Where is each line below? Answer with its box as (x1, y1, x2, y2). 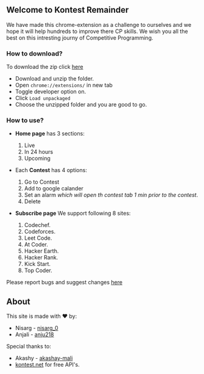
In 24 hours (24, 148, 54, 156)
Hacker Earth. (24, 247, 59, 255)
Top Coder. (24, 267, 53, 274)
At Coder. (24, 241, 49, 248)
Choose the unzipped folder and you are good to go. (15, 101, 147, 109)
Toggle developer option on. (15, 88, 86, 95)
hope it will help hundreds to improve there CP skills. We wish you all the (6, 27, 188, 35)
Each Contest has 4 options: (15, 167, 87, 174)
